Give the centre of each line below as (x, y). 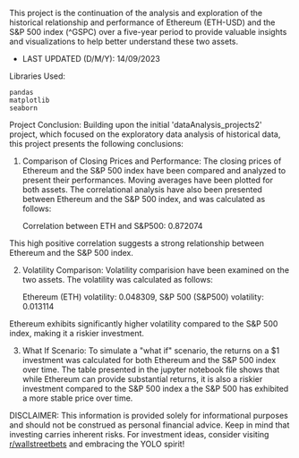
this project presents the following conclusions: (96, 144)
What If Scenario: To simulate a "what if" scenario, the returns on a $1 (151, 351)
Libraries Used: (37, 76)
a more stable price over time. (77, 398)
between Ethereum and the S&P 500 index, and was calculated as (144, 199)
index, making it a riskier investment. (77, 333)
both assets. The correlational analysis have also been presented (142, 190)
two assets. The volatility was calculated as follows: (117, 280)
